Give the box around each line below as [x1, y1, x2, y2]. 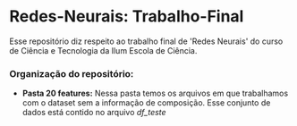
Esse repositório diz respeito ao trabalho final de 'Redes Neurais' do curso [9, 36, 284, 46]
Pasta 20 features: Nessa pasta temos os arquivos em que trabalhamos [21, 88, 289, 99]
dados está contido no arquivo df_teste [21, 107, 167, 118]
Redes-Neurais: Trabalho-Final [9, 6, 244, 27]
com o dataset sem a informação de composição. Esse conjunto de [21, 97, 271, 108]
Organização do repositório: [9, 67, 134, 80]
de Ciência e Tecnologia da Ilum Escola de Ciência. [9, 45, 198, 55]
